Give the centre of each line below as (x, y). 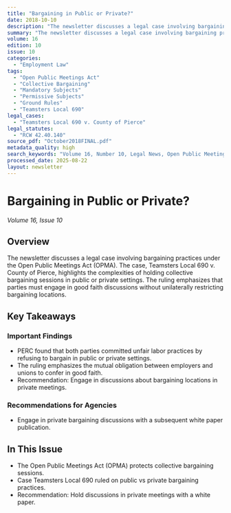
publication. (34, 428)
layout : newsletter (35, 167)
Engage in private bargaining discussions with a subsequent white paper (120, 420)
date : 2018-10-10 (32, 20)
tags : (15, 71)
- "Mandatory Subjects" (47, 90)
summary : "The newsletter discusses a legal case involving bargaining (112, 33)
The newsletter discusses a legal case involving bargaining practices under (114, 258)
